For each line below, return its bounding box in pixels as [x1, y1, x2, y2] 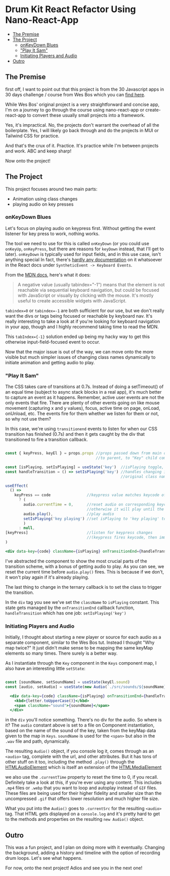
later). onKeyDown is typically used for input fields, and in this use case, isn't [5, 251, 161, 257]
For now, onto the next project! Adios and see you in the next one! [5, 865, 143, 871]
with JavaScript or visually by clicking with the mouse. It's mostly [17, 292, 154, 298]
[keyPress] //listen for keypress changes [5, 530, 153, 536]
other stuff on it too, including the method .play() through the [5, 759, 135, 765]
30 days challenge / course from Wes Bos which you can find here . [5, 91, 146, 97]
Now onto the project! [5, 158, 51, 164]
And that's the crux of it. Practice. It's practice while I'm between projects [5, 142, 159, 148]
